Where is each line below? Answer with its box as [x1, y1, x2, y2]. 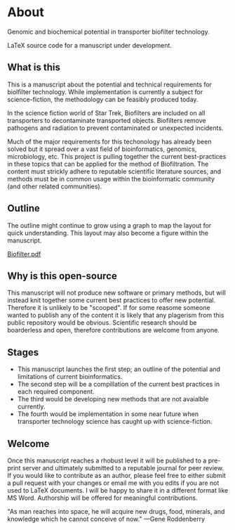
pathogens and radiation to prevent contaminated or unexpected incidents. [7, 124, 224, 132]
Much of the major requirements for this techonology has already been [7, 137, 212, 146]
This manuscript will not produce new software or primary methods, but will [7, 289, 226, 297]
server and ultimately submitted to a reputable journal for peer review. [22, 464, 224, 472]
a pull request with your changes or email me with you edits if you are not [7, 479, 220, 487]
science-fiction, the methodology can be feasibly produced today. [7, 95, 199, 103]
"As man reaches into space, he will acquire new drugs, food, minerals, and [7, 508, 225, 515]
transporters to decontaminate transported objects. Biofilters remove [7, 116, 206, 124]
